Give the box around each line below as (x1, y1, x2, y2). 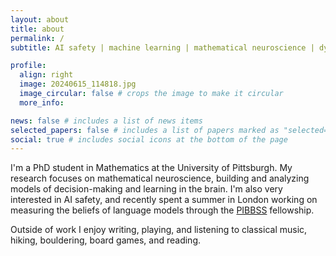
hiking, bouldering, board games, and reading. (10, 234, 202, 246)
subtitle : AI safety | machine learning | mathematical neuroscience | (10, 42, 315, 53)
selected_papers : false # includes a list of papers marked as (10, 125, 280, 135)
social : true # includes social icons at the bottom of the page (10, 134, 288, 145)
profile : (10, 61, 47, 71)
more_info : (19, 97, 65, 108)
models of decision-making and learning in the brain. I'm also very (10, 183, 283, 195)
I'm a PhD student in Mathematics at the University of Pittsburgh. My (10, 162, 293, 174)
